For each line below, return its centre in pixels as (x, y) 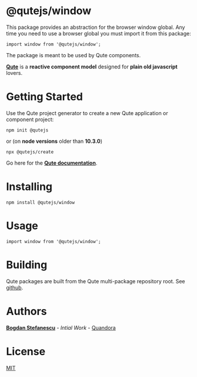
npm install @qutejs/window (41, 202)
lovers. (14, 73)
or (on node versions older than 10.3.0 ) (54, 141)
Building (27, 265)
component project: (30, 119)
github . (15, 287)
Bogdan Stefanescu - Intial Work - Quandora (61, 327)
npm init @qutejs (27, 130)
